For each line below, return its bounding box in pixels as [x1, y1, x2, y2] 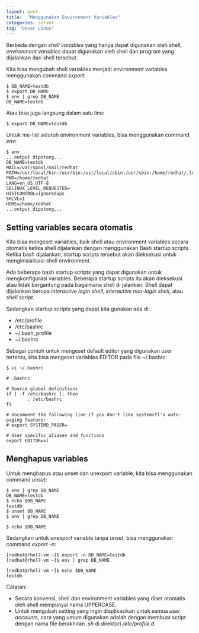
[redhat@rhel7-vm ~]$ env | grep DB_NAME [6, 557, 110, 563]
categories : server [6, 20, 54, 26]
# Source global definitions [6, 386, 78, 392]
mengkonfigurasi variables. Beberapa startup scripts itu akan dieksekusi [6, 275, 182, 282]
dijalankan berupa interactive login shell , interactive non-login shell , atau [6, 287, 184, 295]
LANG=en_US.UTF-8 [6, 181, 49, 186]
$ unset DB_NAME [6, 508, 46, 514]
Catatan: [6, 583, 27, 590]
